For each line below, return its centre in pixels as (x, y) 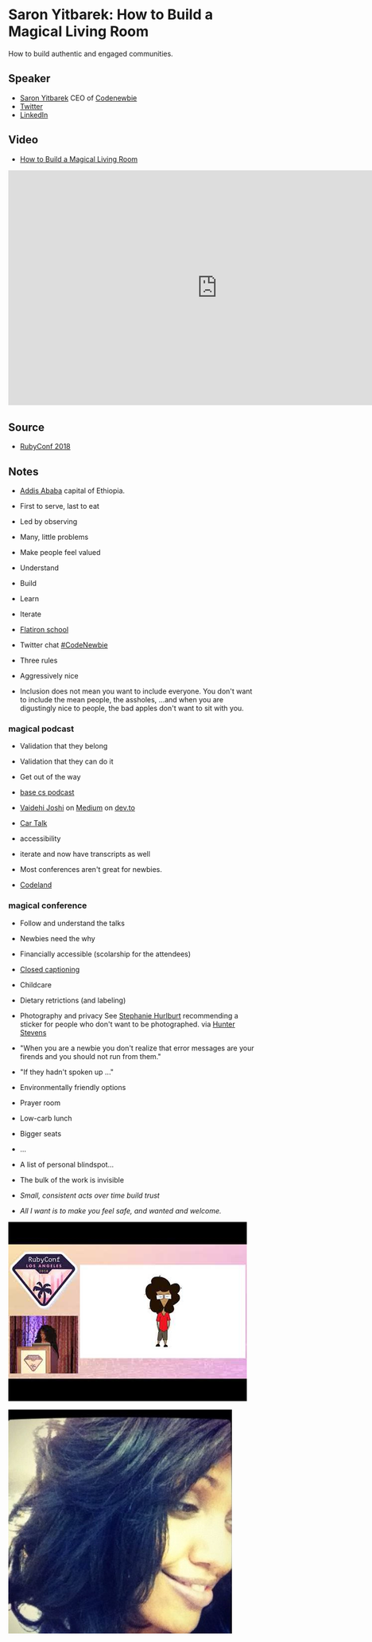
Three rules (39, 661)
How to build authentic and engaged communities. (91, 53)
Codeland (36, 885)
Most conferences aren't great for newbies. (91, 870)
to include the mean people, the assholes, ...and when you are (122, 700)
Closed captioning (50, 969)
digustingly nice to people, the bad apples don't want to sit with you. (132, 708)
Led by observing (48, 522)
